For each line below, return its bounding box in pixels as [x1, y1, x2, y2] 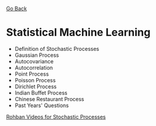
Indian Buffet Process [14, 89, 68, 96]
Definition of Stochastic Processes [14, 45, 100, 52]
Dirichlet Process [14, 83, 57, 90]
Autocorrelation [14, 64, 53, 71]
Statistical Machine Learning [6, 26, 151, 39]
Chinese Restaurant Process [14, 95, 84, 102]
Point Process [14, 70, 49, 77]
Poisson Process [14, 76, 56, 83]
